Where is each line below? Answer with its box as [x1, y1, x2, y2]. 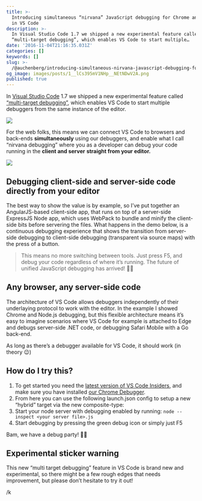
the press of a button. [6, 240, 60, 247]
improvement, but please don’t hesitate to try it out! [6, 477, 133, 484]
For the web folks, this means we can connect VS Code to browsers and [6, 128, 185, 136]
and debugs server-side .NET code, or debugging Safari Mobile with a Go [6, 324, 189, 331]
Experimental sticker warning [6, 448, 119, 458]
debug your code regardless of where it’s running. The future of [20, 258, 179, 265]
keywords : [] [6, 54, 39, 60]
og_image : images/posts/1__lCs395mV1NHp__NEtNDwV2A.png [6, 71, 149, 77]
